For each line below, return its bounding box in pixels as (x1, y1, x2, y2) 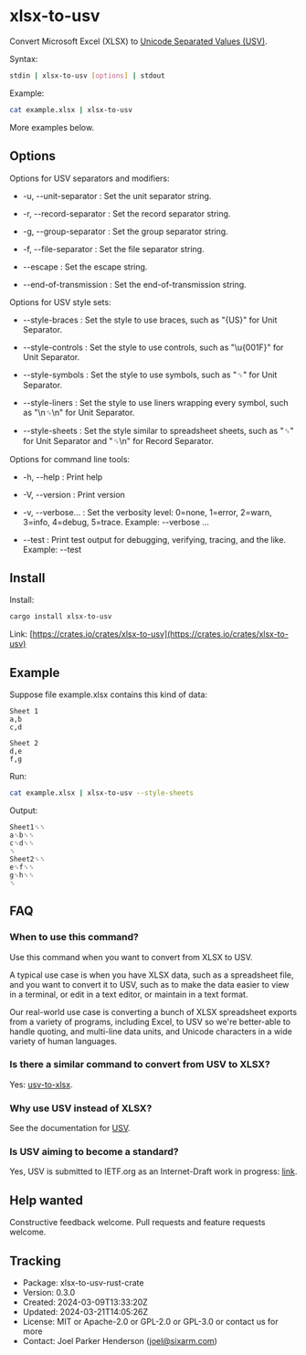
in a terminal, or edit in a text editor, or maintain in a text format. (9, 989, 248, 1000)
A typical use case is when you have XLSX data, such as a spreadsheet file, (9, 969, 294, 980)
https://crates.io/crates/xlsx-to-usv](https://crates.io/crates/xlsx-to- (32, 629, 290, 640)
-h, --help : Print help (22, 471, 103, 482)
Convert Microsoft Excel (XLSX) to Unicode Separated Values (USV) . (9, 36, 268, 47)
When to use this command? (9, 931, 140, 944)
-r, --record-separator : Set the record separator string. (22, 207, 231, 219)
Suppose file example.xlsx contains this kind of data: (9, 689, 208, 700)
